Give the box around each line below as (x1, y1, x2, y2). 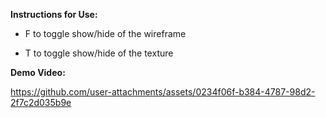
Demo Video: (10, 67, 66, 78)
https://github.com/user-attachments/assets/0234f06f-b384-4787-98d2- (10, 86, 316, 98)
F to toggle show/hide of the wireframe (24, 28, 187, 39)
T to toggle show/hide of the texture (24, 47, 174, 59)
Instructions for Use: (10, 9, 98, 20)
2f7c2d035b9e (10, 97, 72, 108)
